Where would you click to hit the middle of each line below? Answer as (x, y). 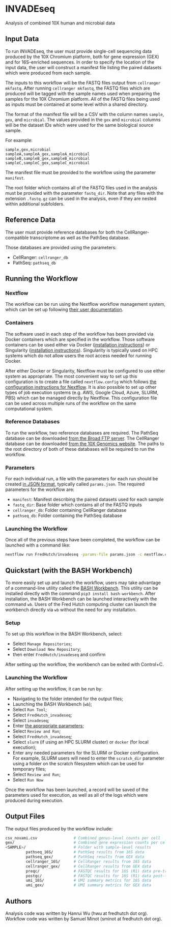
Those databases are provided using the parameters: (61, 247)
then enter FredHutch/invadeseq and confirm (59, 655)
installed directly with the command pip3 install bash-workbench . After (80, 594)
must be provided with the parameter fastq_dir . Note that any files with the (84, 193)
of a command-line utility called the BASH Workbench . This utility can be (82, 588)
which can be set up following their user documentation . (64, 310)
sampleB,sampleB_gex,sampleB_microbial (48, 158)
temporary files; (29, 769)
